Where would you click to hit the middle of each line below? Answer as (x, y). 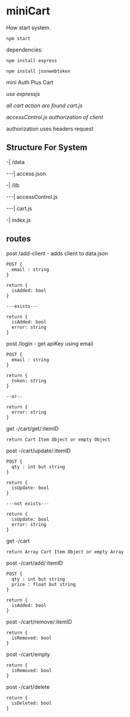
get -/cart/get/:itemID (32, 428)
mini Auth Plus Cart (30, 82)
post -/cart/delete (28, 686)
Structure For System (47, 148)
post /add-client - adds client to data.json (57, 253)
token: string (29, 381)
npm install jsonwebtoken (38, 71)
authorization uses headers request (50, 128)
